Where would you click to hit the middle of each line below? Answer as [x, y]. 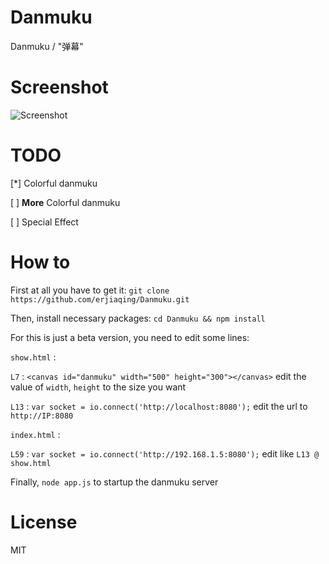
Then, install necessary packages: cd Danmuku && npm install [138, 318]
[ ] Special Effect [44, 222]
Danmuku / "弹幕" [47, 46]
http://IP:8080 [42, 416]
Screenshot [59, 87]
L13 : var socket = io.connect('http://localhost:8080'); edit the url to [159, 406]
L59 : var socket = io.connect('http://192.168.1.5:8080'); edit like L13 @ [165, 453]
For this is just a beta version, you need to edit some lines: [130, 337]
